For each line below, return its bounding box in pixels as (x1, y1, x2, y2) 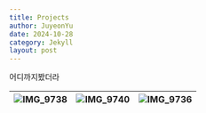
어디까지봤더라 (9, 72, 60, 83)
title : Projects (9, 12, 69, 22)
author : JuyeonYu (9, 21, 74, 30)
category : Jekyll (9, 37, 74, 47)
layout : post (9, 46, 58, 55)
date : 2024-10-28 (9, 29, 74, 38)
